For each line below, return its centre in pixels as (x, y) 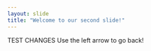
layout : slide (28, 14)
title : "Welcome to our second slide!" (66, 20)
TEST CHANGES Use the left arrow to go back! (75, 40)
